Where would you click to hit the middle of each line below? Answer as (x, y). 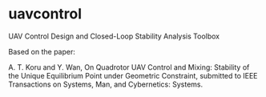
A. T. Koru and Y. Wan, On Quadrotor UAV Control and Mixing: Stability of (129, 67)
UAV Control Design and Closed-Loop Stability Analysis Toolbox (114, 36)
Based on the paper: (42, 51)
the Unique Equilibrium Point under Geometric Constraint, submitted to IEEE (133, 75)
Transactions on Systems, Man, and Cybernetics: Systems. (106, 84)
